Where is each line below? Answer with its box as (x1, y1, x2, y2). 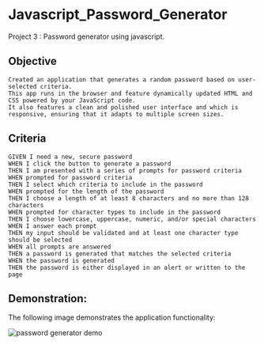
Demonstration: (8, 291, 88, 305)
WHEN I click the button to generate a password (8, 160, 172, 168)
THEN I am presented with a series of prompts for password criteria (8, 166, 243, 175)
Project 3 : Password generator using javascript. (8, 32, 165, 41)
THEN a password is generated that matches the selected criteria (8, 249, 232, 258)
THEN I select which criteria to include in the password (8, 180, 203, 188)
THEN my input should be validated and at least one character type (8, 229, 239, 237)
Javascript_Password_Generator (8, 6, 228, 24)
